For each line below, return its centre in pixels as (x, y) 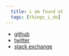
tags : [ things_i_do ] (36, 17)
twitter (22, 40)
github (22, 34)
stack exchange (33, 46)
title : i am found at (37, 11)
